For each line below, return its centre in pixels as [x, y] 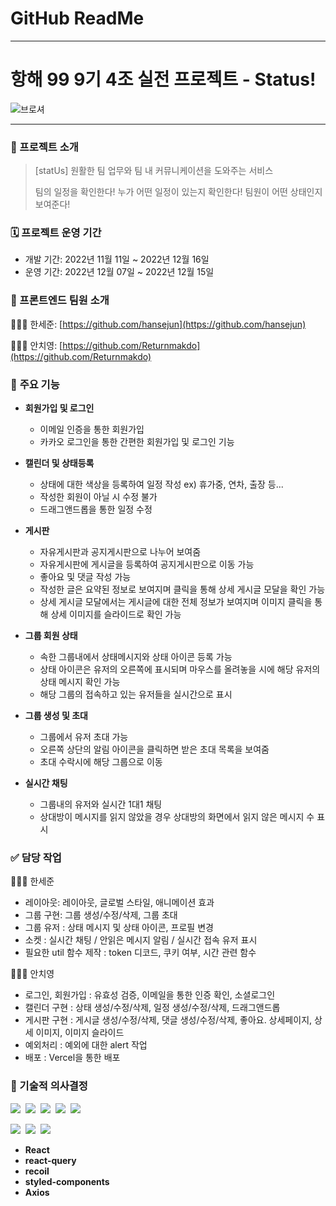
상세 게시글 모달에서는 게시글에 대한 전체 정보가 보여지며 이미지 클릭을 [176, 602]
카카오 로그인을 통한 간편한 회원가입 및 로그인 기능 [137, 442]
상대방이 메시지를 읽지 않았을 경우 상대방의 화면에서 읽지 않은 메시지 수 [177, 817]
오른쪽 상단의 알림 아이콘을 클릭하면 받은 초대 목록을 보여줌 [154, 749]
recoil [37, 1171]
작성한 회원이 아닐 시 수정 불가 [98, 497]
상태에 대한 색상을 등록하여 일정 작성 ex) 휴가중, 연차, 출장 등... [161, 484]
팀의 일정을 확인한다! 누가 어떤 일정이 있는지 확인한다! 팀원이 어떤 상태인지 [178, 192]
